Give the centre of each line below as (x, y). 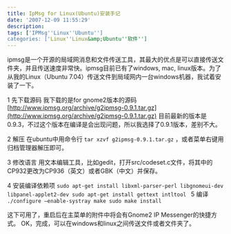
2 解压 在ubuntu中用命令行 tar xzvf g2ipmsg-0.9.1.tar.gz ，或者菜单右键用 (115, 139)
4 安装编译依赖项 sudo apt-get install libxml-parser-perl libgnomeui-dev (115, 186)
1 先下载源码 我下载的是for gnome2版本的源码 (72, 100)
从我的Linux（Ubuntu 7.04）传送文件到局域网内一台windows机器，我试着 (111, 77)
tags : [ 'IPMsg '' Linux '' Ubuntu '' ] (55, 33)
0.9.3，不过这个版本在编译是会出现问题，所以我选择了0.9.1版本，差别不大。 (114, 125)
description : (26, 26)
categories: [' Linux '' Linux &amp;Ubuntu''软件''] (77, 39)
